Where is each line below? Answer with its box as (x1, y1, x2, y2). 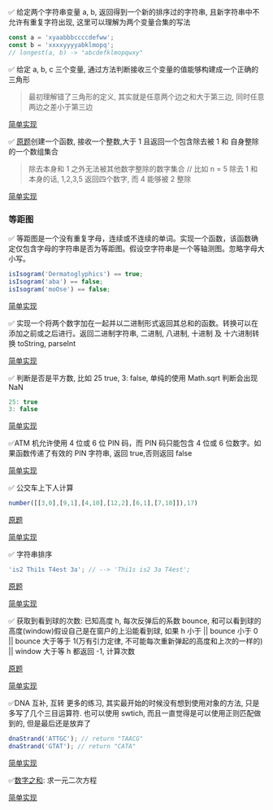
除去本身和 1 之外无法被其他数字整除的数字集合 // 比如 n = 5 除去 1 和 (28, 163, 258, 173)
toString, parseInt (17, 338, 76, 348)
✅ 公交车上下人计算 (8, 483, 74, 493)
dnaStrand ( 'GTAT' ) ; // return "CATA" (8, 742, 136, 750)
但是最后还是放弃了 (26, 718, 91, 729)
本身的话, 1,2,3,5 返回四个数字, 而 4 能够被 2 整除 (28, 174, 192, 184)
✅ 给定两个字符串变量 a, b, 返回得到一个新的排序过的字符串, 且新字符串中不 (8, 7, 260, 16)
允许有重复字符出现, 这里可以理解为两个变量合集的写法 (8, 17, 191, 27)
